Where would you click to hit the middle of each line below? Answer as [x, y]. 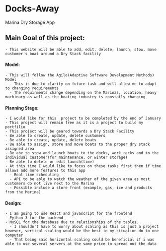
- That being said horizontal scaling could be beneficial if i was [82, 240]
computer [14, 235]
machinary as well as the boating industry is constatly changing [75, 97]
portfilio [15, 127]
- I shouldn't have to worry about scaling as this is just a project [84, 227]
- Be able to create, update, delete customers [55, 136]
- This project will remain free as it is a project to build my [74, 123]
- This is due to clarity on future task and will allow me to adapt [83, 84]
